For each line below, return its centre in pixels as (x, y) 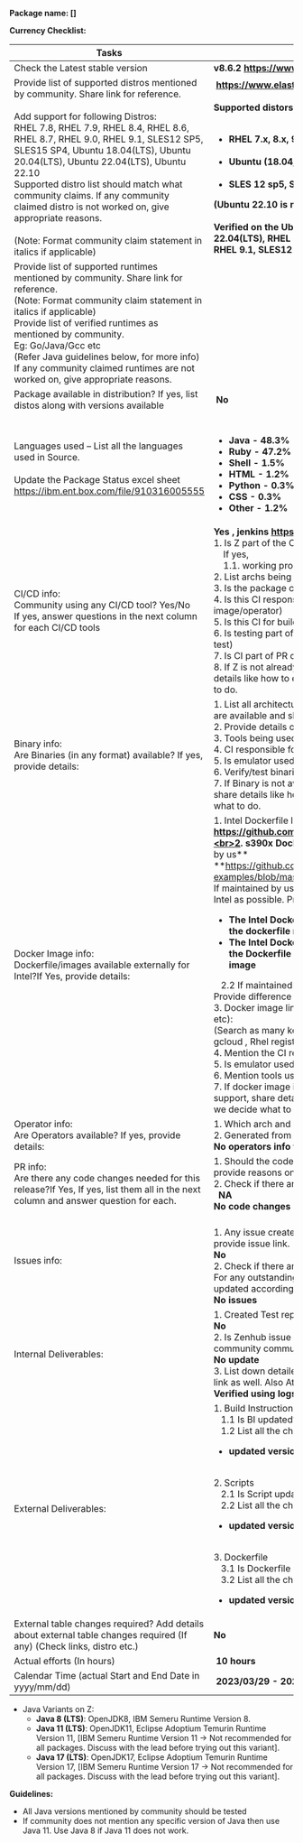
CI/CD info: (37, 593)
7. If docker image (252, 1087)
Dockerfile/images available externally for (102, 965)
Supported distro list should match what (98, 184)
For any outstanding (256, 1278)
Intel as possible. (249, 899)
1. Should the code (254, 1161)
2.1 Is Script (246, 1494)
